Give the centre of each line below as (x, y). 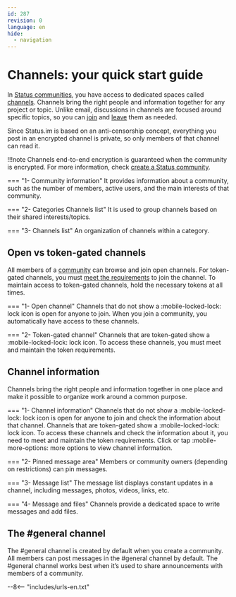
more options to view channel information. (111, 448)
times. (16, 292)
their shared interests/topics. (49, 217)
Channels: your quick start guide (105, 75)
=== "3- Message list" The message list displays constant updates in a (110, 483)
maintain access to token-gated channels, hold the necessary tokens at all (115, 285)
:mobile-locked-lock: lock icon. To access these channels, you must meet (114, 342)
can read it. (24, 146)
